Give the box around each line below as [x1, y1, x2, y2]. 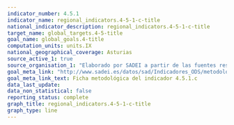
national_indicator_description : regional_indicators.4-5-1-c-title [7, 23, 210, 30]
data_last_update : [7, 81, 61, 88]
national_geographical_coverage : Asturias [7, 49, 132, 56]
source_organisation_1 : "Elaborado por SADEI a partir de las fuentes [7, 62, 217, 69]
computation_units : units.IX [7, 42, 92, 49]
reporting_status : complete [7, 94, 89, 101]
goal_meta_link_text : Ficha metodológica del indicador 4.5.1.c [7, 74, 198, 82]
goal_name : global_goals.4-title [7, 36, 104, 43]
